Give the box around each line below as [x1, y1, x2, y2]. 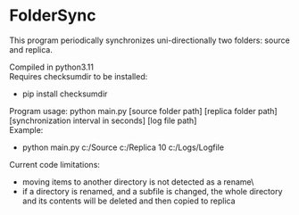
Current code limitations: [9, 159, 101, 170]
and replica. [9, 44, 54, 54]
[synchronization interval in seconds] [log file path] [9, 115, 197, 126]
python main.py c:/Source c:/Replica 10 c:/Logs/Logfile [21, 142, 225, 153]
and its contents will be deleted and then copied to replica [21, 195, 236, 206]
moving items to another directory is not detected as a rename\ [21, 176, 254, 187]
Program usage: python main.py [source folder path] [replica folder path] [9, 105, 278, 116]
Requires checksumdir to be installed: [9, 70, 148, 81]
